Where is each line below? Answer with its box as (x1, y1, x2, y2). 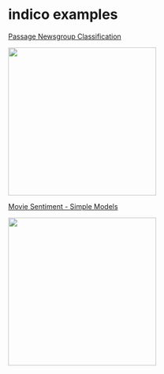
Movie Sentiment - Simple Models (8, 201, 118, 211)
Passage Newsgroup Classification (8, 32, 122, 41)
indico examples (8, 6, 118, 24)
